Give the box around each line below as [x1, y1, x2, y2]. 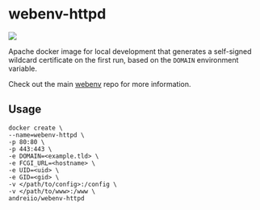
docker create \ [8, 124, 63, 132]
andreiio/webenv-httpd [8, 194, 85, 202]
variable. [8, 64, 38, 73]
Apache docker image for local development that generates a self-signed [8, 46, 252, 56]
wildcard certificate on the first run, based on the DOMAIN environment [8, 55, 239, 64]
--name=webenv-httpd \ [8, 130, 85, 139]
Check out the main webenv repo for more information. [8, 79, 191, 89]
